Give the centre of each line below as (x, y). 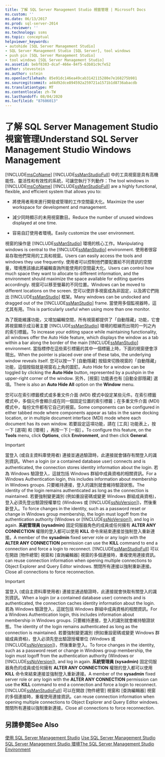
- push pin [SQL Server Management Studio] (50, 55)
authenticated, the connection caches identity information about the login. (80, 603)
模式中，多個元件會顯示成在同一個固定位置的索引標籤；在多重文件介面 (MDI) (82, 401)
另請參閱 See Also (32, 725)
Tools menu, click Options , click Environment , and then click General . (77, 436)
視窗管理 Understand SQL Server (72, 139)
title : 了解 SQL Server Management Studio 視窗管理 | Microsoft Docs (75, 10)
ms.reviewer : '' (22, 28)
